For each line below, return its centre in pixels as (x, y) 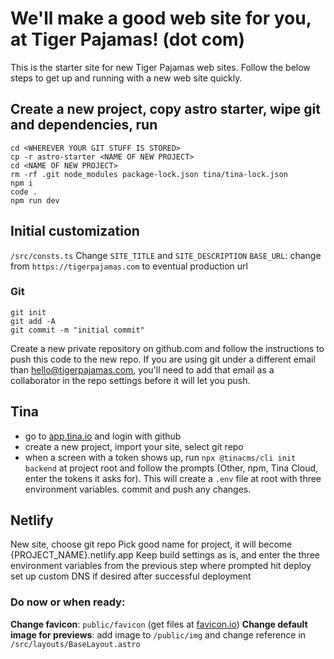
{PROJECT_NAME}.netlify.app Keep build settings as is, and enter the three (165, 555)
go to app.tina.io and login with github (103, 436)
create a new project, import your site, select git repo (134, 446)
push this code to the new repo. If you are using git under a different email (163, 359)
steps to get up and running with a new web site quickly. (126, 78)
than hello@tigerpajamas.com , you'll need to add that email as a (142, 369)
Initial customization (75, 231)
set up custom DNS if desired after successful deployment (131, 576)
